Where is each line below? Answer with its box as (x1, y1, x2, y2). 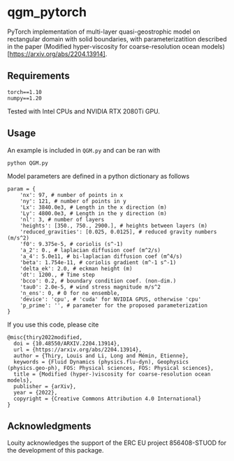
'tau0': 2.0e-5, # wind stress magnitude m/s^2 (20, 283, 161, 291)
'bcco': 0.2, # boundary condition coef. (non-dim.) (20, 277, 177, 284)
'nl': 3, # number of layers (20, 216, 105, 223)
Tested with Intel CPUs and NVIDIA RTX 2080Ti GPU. (7, 106, 161, 116)
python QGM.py (7, 159, 49, 167)
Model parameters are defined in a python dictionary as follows (7, 172, 190, 180)
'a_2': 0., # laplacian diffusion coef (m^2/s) (20, 247, 161, 254)
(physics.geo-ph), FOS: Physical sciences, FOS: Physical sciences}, (7, 364, 214, 371)
